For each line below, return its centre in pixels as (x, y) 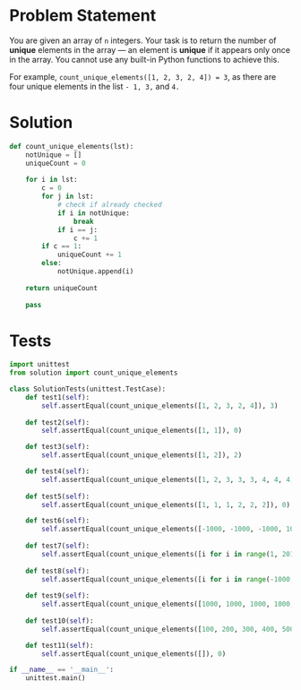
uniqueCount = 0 (56, 163)
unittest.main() (56, 678)
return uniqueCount (62, 288)
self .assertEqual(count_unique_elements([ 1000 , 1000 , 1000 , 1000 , (168, 604)
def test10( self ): (60, 621)
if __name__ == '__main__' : (62, 670)
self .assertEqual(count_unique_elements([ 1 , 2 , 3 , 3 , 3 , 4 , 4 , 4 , (168, 479)
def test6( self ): (58, 521)
